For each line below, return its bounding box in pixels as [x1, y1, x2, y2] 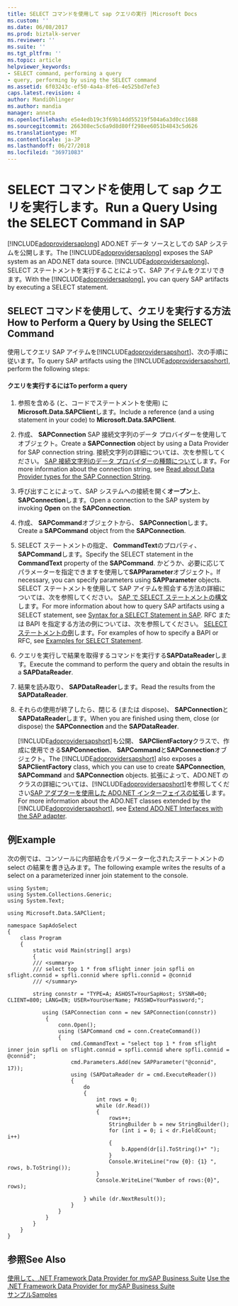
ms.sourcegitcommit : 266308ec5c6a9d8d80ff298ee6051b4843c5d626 [7, 122, 198, 130]
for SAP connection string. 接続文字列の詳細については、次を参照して [17, 448, 220, 456]
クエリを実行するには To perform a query [7, 381, 127, 390]
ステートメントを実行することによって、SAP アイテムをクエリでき [32, 265, 225, 274]
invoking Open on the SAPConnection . [17, 503, 132, 512]
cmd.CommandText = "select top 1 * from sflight [70, 1040, 217, 1047]
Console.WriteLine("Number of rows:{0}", [96, 1176, 220, 1184]
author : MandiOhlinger [7, 97, 74, 104]
